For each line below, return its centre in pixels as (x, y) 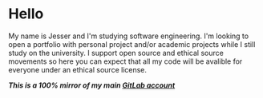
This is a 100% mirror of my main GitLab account (92, 85)
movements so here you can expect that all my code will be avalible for (125, 61)
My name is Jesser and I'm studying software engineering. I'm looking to (129, 36)
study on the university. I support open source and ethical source (116, 53)
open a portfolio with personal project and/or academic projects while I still (132, 44)
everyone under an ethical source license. (77, 69)
